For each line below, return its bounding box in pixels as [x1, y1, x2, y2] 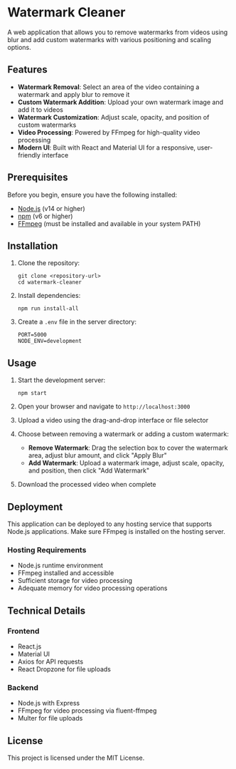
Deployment [7, 500, 63, 513]
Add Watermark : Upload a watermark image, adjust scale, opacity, [28, 459, 225, 468]
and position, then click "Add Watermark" [28, 466, 150, 475]
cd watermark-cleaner [17, 279, 82, 286]
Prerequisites [7, 172, 68, 184]
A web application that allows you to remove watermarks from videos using [7, 28, 228, 36]
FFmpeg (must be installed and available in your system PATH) [17, 219, 201, 228]
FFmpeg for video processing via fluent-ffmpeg [17, 706, 157, 715]
